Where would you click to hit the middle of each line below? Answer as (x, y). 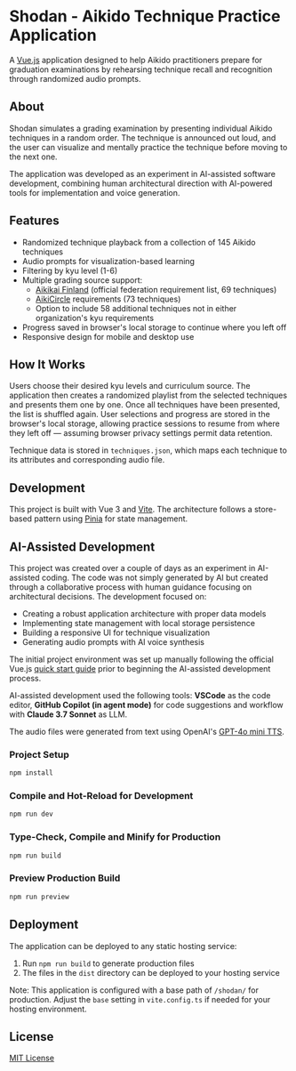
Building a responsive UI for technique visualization (116, 632)
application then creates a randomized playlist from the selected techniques (148, 395)
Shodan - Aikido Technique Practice (145, 16)
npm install (31, 773)
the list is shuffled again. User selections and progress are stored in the (140, 415)
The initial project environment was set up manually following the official (141, 659)
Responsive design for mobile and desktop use (108, 336)
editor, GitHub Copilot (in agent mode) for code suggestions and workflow (147, 705)
